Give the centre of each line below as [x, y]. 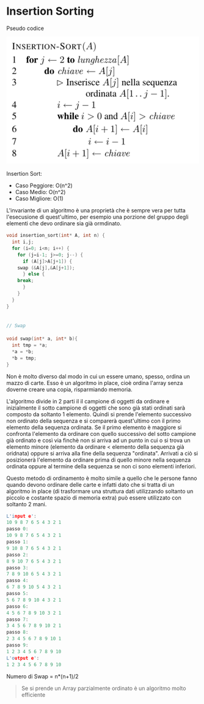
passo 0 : [17, 529]
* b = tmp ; [24, 358]
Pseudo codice [25, 28]
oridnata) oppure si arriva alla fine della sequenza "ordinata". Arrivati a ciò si [102, 453]
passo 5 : [17, 594]
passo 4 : [17, 581]
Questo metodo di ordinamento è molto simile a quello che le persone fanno [102, 478]
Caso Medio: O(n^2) [40, 192]
